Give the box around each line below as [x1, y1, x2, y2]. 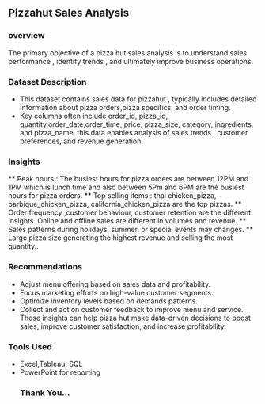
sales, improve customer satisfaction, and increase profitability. [19, 321, 227, 331]
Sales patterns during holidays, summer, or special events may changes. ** [8, 225, 253, 234]
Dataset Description [8, 76, 87, 87]
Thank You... [19, 387, 70, 398]
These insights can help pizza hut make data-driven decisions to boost [19, 313, 252, 322]
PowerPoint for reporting [19, 368, 100, 377]
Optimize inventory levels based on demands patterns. [19, 296, 198, 306]
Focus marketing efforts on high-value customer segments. [19, 288, 214, 297]
